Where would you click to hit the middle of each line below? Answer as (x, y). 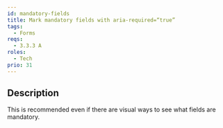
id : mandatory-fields (39, 13)
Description (33, 93)
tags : (15, 26)
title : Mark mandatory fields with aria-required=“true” (91, 20)
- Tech (23, 59)
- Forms (25, 33)
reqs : (15, 39)
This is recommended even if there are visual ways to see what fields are (112, 110)
